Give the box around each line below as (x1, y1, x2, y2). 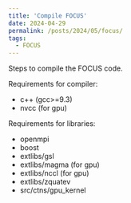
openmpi (19, 134, 50, 144)
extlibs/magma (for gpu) (19, 160, 100, 169)
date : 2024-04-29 (8, 19, 66, 27)
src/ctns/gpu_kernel (19, 185, 86, 195)
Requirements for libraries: (8, 119, 96, 128)
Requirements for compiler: (8, 79, 98, 89)
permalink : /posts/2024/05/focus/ (8, 26, 124, 35)
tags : (8, 34, 26, 43)
